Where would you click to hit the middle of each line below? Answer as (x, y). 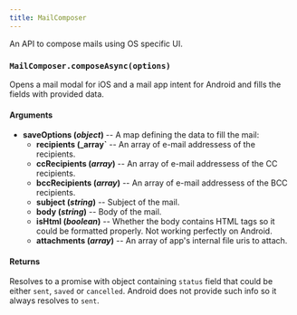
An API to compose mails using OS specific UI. (96, 43)
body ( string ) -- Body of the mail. (99, 212)
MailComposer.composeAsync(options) (90, 66)
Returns (25, 261)
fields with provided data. (57, 94)
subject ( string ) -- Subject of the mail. (108, 202)
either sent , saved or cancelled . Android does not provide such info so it (143, 291)
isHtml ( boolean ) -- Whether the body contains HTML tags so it (155, 222)
